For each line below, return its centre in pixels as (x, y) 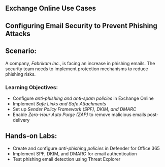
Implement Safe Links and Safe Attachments (59, 103)
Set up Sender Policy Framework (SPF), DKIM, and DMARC (74, 109)
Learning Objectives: (32, 87)
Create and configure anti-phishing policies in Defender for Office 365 (86, 148)
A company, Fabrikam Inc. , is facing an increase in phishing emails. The (80, 63)
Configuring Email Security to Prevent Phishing (81, 26)
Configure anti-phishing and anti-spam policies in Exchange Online (83, 98)
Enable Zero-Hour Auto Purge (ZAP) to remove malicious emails (79, 115)
